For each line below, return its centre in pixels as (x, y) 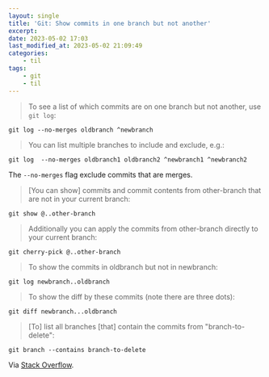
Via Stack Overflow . (41, 365)
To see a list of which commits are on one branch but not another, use (144, 107)
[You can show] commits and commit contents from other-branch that (145, 190)
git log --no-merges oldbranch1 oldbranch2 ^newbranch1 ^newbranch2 (128, 159)
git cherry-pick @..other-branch (65, 252)
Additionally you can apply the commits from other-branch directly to (143, 228)
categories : (28, 53)
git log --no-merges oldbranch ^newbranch (81, 130)
